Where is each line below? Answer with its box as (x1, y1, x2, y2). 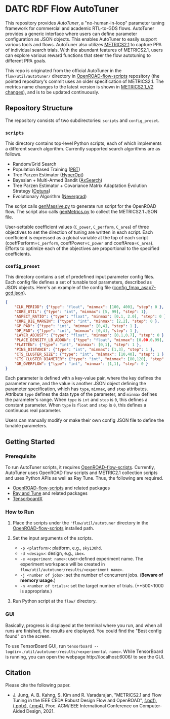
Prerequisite (5, 453, 36, 460)
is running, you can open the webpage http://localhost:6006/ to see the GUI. (5, 653, 164, 660)
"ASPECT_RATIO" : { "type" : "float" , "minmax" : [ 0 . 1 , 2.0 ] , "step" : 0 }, (14, 314, 168, 319)
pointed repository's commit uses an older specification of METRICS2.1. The (5, 78, 164, 84)
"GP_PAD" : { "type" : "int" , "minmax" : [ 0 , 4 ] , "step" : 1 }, (14, 323, 139, 328)
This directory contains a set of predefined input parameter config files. (5, 274, 155, 280)
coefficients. (5, 251, 31, 257)
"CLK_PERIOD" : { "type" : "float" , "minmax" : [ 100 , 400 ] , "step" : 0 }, (14, 304, 164, 310)
